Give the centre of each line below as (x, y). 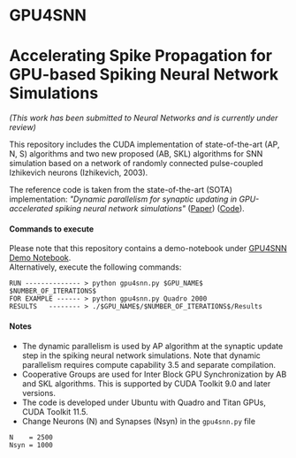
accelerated (31, 209)
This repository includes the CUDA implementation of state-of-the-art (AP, (144, 145)
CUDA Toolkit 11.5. (55, 411)
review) (23, 127)
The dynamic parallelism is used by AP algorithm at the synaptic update (152, 346)
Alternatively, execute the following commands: (95, 267)
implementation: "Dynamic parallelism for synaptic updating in (123, 199)
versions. (38, 393)
